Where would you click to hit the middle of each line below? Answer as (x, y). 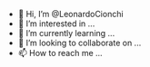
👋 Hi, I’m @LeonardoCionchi (71, 14)
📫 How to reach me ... (60, 53)
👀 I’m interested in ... (56, 24)
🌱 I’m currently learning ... (66, 33)
